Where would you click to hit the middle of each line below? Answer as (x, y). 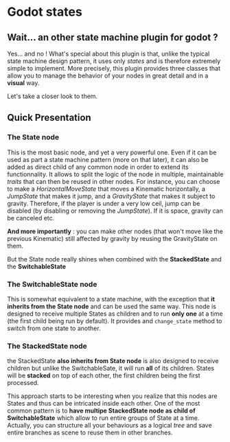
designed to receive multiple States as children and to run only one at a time (115, 314)
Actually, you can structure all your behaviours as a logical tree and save (110, 426)
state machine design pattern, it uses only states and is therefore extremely (114, 61)
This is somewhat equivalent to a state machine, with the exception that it (111, 299)
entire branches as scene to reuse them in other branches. (90, 432)
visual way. (23, 83)
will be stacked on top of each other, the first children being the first (104, 375)
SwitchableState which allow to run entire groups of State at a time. (103, 418)
